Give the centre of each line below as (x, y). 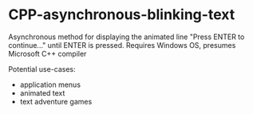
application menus (50, 85)
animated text (42, 92)
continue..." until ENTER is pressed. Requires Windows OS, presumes (122, 45)
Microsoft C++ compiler (47, 53)
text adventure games (56, 101)
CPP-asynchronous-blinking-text (122, 15)
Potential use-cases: (42, 69)
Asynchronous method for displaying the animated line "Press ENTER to (126, 37)
